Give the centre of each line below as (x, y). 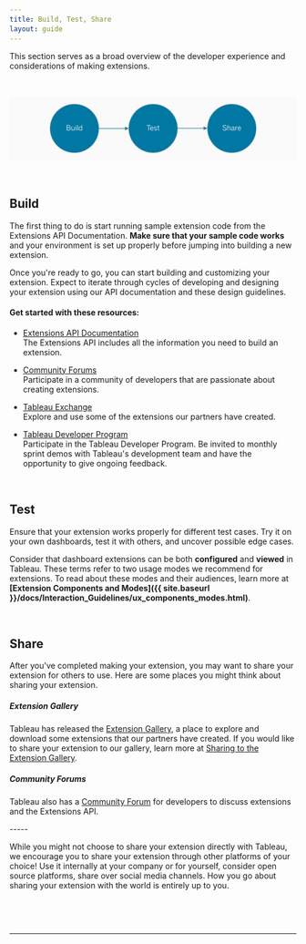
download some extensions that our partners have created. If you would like (152, 739)
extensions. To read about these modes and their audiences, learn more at (149, 578)
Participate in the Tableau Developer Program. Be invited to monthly (150, 444)
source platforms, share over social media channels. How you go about (143, 876)
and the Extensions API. (54, 812)
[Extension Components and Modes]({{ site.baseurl (110, 588)
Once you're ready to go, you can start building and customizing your (140, 272)
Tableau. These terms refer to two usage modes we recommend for (137, 569)
